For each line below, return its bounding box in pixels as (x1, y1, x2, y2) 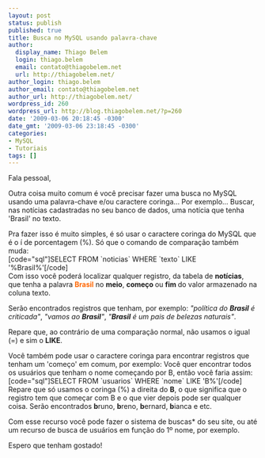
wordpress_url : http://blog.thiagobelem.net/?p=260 (8, 108, 182, 116)
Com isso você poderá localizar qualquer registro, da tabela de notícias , (8, 271, 244, 281)
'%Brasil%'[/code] (8, 263, 69, 273)
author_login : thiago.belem (8, 78, 101, 86)
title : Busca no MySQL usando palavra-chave (8, 33, 157, 42)
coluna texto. (8, 288, 51, 298)
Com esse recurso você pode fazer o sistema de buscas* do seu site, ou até (8, 417, 258, 426)
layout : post (8, 11, 51, 20)
